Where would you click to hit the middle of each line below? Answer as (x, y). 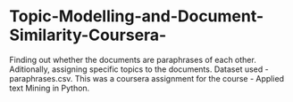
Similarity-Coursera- (88, 35)
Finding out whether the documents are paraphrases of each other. (133, 59)
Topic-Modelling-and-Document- (137, 16)
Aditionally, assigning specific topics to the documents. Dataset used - (139, 69)
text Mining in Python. (50, 88)
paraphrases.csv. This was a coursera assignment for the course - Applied (146, 78)
